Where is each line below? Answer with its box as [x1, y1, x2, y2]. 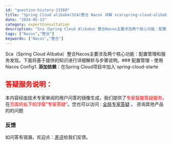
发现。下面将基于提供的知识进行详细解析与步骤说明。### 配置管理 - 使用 [9, 57, 163, 63]
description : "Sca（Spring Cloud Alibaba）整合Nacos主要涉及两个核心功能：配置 [5, 27, 166, 32]
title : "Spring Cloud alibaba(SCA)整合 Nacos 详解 [5, 12, 113, 17]
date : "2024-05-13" [5, 17, 47, 22]
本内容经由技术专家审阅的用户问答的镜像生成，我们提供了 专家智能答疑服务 [5, 94, 162, 100]
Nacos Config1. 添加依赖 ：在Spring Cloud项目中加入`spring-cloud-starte [5, 64, 159, 70]
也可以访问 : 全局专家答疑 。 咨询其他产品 [76, 101, 164, 107]
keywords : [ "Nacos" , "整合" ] [5, 36, 64, 42]
